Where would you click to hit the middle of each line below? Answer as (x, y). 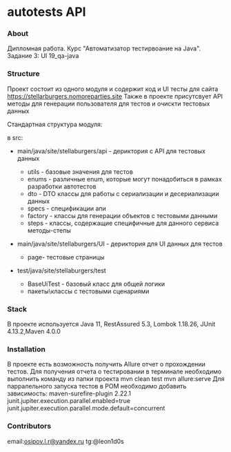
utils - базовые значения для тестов (80, 171)
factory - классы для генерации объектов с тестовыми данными (122, 215)
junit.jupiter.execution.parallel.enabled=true (69, 401)
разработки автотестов (62, 186)
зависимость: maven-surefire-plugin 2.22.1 (69, 393)
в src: (15, 137)
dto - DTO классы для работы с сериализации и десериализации (123, 193)
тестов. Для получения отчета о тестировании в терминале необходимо (114, 372)
